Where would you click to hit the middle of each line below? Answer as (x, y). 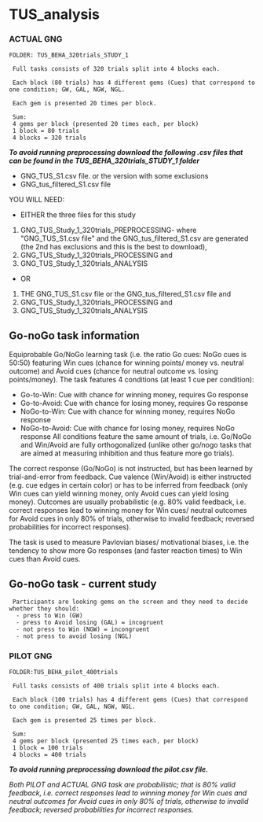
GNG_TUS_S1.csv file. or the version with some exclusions (114, 176)
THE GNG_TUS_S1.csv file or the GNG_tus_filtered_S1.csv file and (126, 294)
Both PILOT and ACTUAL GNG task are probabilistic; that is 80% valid (122, 785)
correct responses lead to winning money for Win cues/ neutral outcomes (128, 511)
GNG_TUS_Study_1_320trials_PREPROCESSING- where (108, 230)
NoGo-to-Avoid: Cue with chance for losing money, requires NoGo (127, 428)
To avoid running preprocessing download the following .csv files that (126, 153)
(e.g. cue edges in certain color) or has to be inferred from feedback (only (128, 485)
